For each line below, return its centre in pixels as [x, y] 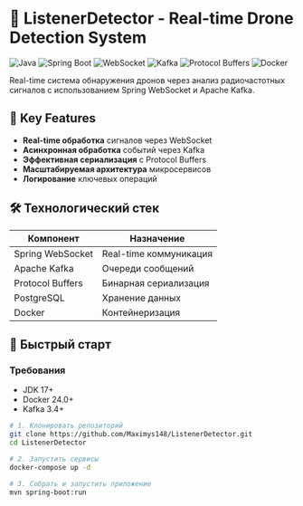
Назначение [157, 238]
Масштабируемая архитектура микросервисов [117, 169]
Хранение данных [141, 298]
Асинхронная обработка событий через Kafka [114, 149]
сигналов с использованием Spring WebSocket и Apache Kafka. [132, 90]
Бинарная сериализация [156, 282]
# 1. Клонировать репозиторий [66, 426]
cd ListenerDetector [48, 443]
